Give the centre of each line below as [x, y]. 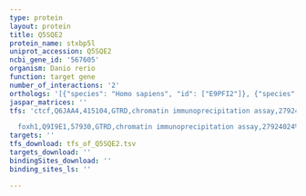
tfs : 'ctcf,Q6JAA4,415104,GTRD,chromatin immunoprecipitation [130, 111]
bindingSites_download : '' [61, 161]
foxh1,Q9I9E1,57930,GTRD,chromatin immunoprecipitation [126, 127]
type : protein [36, 18]
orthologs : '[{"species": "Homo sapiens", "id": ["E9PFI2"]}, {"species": [154, 93]
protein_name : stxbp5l [52, 43]
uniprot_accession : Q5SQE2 [61, 52]
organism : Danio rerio [52, 69]
